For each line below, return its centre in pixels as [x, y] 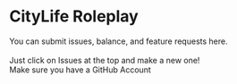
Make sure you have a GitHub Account [80, 70]
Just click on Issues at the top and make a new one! [105, 60]
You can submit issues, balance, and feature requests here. [118, 41]
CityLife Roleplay [74, 17]
